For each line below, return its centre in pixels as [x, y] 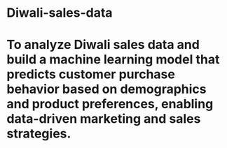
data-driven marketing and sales [104, 119]
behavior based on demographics [107, 89]
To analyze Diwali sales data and [103, 45]
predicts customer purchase [91, 74]
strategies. [39, 134]
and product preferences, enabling [110, 104]
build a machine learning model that [113, 60]
